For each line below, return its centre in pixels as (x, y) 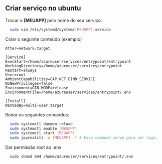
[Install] (16, 101)
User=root (16, 75)
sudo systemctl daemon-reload (41, 124)
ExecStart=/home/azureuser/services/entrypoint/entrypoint (68, 61)
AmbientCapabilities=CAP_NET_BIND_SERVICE (50, 79)
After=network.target (28, 48)
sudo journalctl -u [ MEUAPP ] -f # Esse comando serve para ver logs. (84, 138)
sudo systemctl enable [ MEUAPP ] (44, 128)
